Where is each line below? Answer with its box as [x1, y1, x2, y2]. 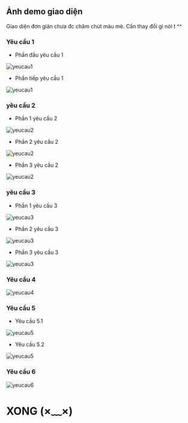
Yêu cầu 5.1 [14, 318, 43, 325]
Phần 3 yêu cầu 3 [14, 249, 59, 256]
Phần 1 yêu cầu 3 [14, 202, 58, 209]
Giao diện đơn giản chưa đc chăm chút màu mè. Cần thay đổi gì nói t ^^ [6, 22, 182, 29]
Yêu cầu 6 [6, 368, 36, 376]
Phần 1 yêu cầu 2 [14, 115, 58, 122]
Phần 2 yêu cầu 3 [14, 225, 59, 232]
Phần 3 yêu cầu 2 [14, 161, 59, 169]
